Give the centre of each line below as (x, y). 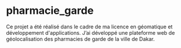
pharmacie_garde (50, 11)
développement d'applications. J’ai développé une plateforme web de (90, 32)
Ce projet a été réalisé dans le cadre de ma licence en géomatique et (89, 27)
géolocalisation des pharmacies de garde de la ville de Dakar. (81, 39)
